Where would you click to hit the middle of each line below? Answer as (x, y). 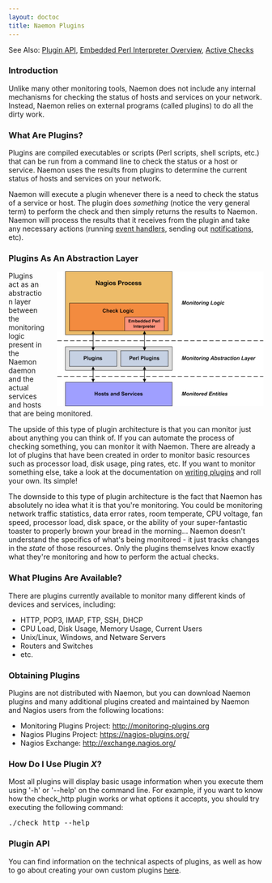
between (23, 310)
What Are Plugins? (46, 135)
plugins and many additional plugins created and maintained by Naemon (129, 702)
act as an (23, 284)
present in (25, 345)
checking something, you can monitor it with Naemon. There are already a (132, 446)
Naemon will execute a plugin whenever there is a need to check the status (134, 194)
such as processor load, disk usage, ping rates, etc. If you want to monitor (132, 464)
